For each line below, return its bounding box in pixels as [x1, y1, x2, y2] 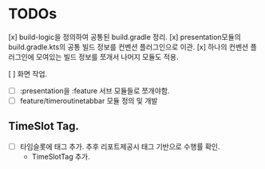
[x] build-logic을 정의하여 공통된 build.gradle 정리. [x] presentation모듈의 [8, 32, 241, 41]
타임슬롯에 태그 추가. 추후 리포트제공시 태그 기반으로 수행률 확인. [19, 141, 220, 151]
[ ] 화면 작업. [8, 69, 48, 78]
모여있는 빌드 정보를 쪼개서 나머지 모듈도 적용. [35, 52, 179, 61]
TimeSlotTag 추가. [31, 151, 90, 161]
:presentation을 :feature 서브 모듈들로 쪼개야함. [19, 85, 170, 96]
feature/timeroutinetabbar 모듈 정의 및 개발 [19, 96, 158, 105]
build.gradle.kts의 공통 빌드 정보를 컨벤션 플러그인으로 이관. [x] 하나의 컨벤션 [8, 41, 249, 52]
